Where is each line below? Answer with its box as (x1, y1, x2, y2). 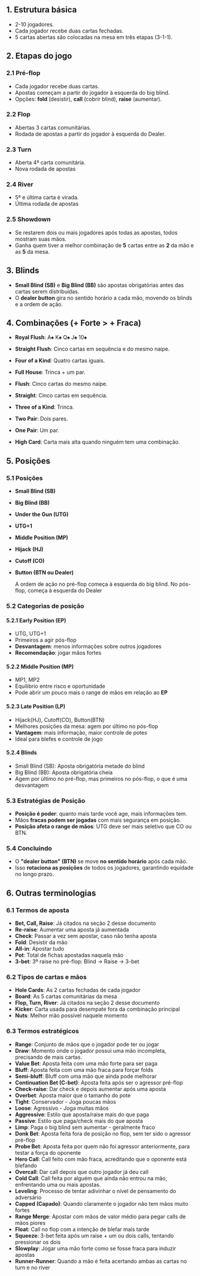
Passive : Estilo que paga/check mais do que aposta (14, 1117, 143, 1124)
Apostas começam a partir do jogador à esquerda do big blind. (14, 89, 170, 96)
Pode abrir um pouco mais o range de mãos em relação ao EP (14, 689, 168, 696)
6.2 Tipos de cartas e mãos (6, 972, 87, 981)
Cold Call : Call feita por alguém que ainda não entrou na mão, (14, 1175, 168, 1182)
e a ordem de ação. (14, 300, 63, 308)
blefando (14, 1161, 37, 1169)
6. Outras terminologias (6, 888, 96, 898)
